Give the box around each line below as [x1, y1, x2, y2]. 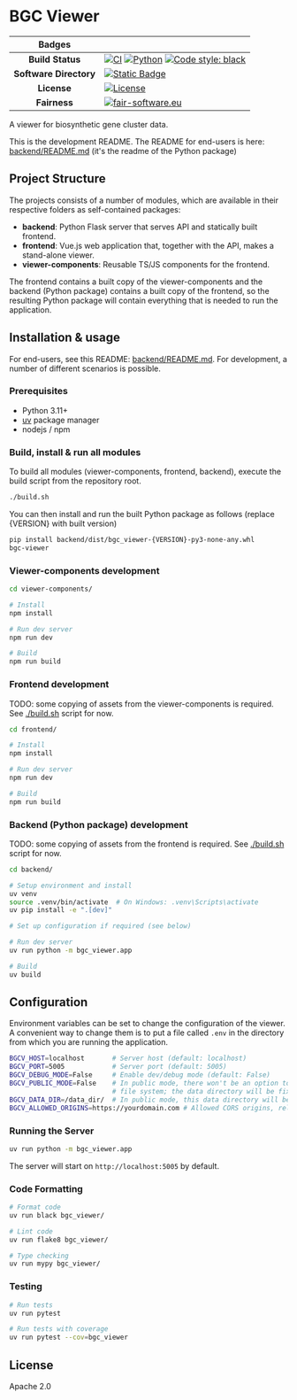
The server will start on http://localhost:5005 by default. [9, 1160, 219, 1171]
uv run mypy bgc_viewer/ [9, 1259, 101, 1268]
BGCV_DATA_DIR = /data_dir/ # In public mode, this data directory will [9, 1095, 278, 1104]
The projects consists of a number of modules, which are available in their [9, 195, 278, 205]
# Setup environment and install [9, 881, 133, 890]
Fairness [35, 96, 73, 108]
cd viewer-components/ [9, 584, 93, 594]
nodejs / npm [21, 423, 71, 435]
